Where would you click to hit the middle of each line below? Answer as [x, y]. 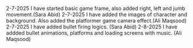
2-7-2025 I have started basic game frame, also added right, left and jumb [96, 8]
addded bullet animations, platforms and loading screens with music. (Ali [94, 33]
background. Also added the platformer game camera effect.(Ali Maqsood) [96, 21]
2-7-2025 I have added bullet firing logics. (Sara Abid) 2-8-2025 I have [92, 27]
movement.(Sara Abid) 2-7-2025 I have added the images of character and [97, 14]
